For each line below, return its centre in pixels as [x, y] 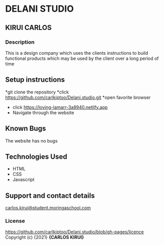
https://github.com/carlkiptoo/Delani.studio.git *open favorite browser [78, 97]
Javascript [23, 180]
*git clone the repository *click [37, 92]
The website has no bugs [32, 141]
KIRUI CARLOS [29, 28]
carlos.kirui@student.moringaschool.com [48, 208]
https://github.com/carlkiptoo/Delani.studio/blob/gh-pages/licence [75, 232]
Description [20, 42]
